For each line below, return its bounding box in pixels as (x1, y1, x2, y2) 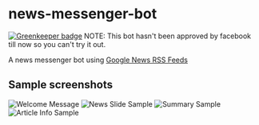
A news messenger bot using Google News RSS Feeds (8, 55, 188, 64)
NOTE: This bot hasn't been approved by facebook (83, 31, 252, 41)
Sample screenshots (8, 78, 114, 92)
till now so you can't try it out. (8, 39, 106, 49)
